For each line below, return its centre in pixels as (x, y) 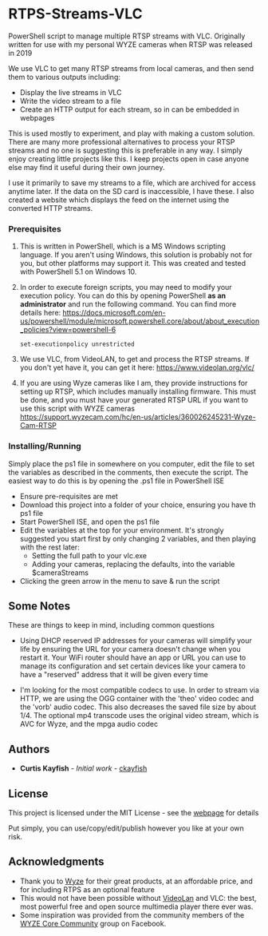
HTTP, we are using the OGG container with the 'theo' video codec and (136, 699)
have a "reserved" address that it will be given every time (114, 675)
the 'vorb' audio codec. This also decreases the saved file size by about (138, 707)
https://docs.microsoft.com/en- (114, 313)
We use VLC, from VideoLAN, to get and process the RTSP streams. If (134, 359)
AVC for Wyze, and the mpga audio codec (89, 724)
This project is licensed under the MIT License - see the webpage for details (134, 812)
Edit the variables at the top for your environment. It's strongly (122, 530)
